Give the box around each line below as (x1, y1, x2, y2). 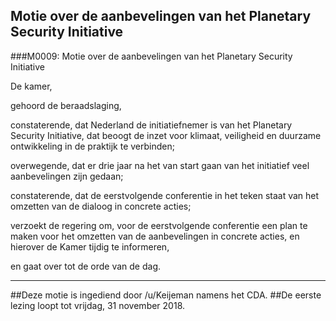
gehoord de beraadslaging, (10, 99, 122, 111)
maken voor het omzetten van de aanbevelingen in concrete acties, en (10, 230, 300, 242)
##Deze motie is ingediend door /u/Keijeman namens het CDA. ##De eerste (10, 289, 322, 301)
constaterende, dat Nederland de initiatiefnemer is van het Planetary (10, 119, 293, 131)
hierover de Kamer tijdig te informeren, (10, 240, 170, 253)
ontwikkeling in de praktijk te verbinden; (10, 140, 175, 152)
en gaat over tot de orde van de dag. (10, 260, 162, 272)
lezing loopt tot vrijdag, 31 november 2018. (10, 299, 186, 311)
